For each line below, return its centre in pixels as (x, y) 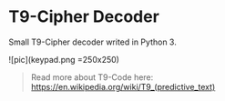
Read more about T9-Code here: (92, 77)
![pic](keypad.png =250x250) (64, 59)
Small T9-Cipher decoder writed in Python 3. (92, 42)
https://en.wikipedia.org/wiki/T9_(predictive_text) (123, 86)
